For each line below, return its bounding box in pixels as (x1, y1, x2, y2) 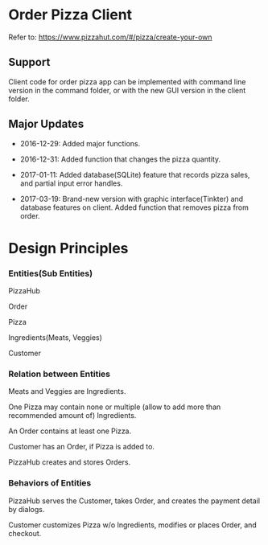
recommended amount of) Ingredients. (8, 411, 137, 420)
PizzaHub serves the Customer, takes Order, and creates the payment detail (8, 496, 260, 506)
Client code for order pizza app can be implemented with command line (8, 76, 246, 86)
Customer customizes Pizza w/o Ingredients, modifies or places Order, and (8, 520, 258, 530)
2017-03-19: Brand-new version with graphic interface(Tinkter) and (19, 194, 244, 203)
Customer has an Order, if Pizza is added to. (8, 442, 155, 452)
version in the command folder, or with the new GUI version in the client (8, 85, 246, 95)
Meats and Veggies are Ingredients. (8, 387, 126, 396)
